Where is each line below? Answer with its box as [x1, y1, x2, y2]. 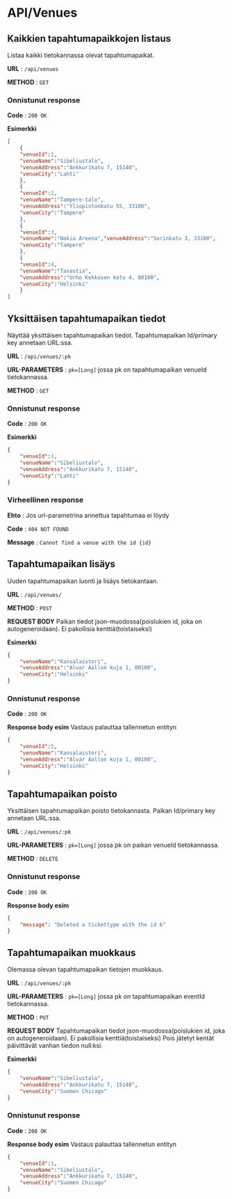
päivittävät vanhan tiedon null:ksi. [7, 1042, 103, 1050]
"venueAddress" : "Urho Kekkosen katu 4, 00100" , [19, 273, 160, 281]
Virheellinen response [7, 495, 84, 505]
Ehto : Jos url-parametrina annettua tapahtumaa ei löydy [7, 511, 169, 519]
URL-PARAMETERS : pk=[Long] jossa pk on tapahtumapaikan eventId [7, 992, 206, 1001]
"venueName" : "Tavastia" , [19, 267, 92, 274]
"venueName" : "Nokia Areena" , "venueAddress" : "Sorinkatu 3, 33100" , [19, 235, 216, 242]
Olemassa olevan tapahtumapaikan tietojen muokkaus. [7, 965, 164, 974]
